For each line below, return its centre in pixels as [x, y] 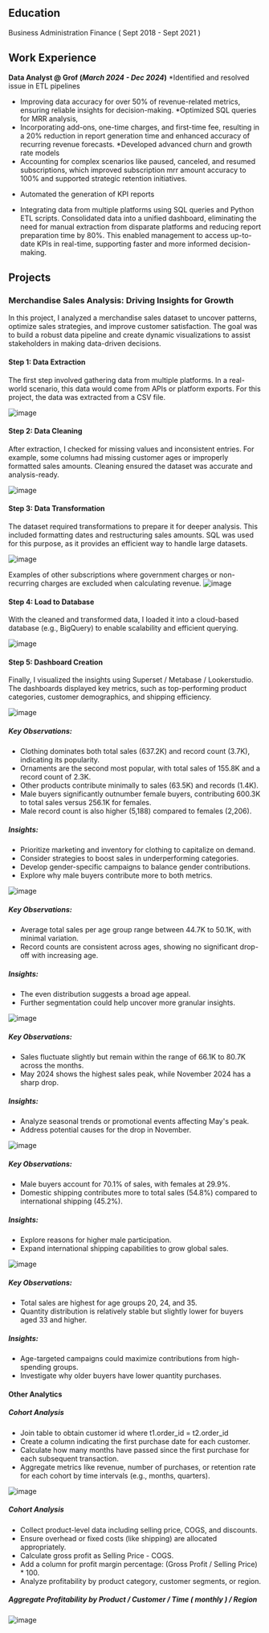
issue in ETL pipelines [44, 86]
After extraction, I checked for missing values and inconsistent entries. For [131, 449]
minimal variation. [49, 938]
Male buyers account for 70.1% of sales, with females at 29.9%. [125, 1184]
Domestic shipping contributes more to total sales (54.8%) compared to [139, 1193]
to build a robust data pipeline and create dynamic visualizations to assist [130, 335]
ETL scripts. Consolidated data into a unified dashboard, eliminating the [138, 218]
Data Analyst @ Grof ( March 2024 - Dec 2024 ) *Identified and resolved [129, 77]
